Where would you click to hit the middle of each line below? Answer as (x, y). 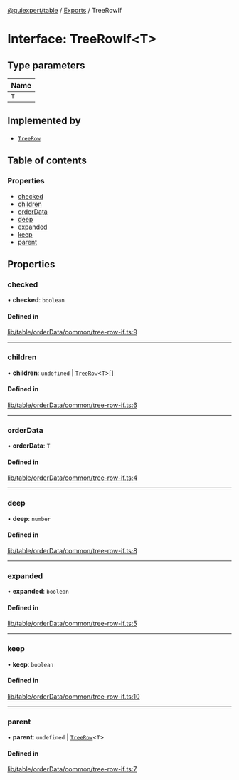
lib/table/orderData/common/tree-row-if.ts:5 (72, 624)
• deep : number (29, 518)
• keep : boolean (31, 664)
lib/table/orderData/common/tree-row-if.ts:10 (74, 696)
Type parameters (46, 65)
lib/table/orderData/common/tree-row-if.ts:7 (72, 769)
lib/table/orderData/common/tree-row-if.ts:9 (72, 332)
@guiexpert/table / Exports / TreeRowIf (65, 10)
